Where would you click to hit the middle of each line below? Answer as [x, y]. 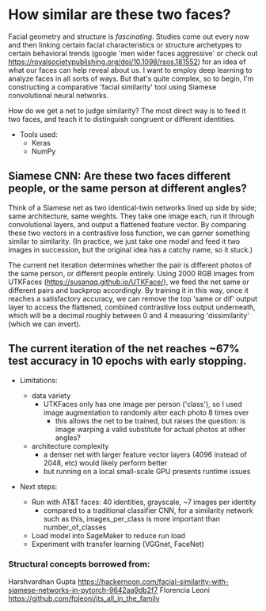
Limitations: [38, 380]
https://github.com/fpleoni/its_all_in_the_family [84, 598]
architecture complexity [70, 446]
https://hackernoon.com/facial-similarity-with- [154, 581]
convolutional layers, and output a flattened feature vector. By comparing [127, 224]
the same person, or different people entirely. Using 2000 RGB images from [131, 273]
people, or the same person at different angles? [127, 189]
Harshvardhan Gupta [42, 581]
